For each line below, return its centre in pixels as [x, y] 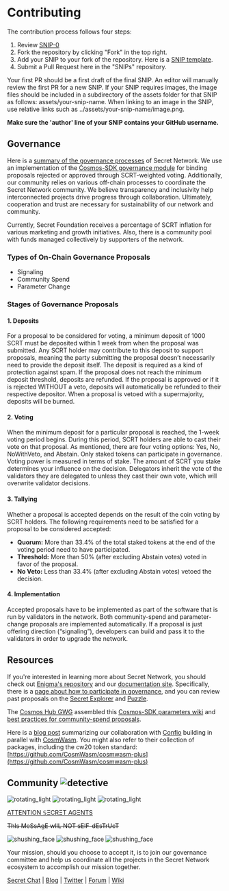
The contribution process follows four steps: [69, 32]
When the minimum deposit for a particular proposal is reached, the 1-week [113, 432]
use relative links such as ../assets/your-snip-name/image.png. [96, 109]
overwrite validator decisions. [49, 483]
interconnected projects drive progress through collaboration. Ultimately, [109, 197]
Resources [30, 660]
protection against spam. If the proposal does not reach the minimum [104, 372]
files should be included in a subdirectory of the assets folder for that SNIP [112, 95]
